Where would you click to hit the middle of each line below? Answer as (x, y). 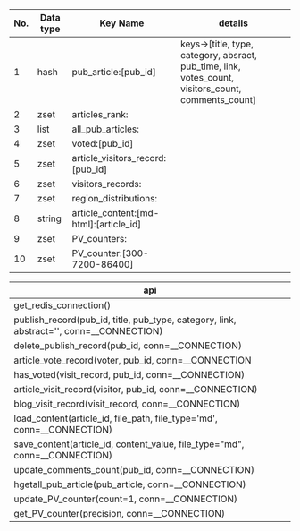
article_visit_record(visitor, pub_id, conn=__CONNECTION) (136, 389)
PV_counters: (100, 239)
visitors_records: (107, 184)
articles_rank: (100, 114)
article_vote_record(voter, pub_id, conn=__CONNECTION (133, 360)
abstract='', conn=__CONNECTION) (88, 331)
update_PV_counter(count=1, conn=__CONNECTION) (126, 499)
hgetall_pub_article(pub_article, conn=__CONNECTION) (130, 484)
